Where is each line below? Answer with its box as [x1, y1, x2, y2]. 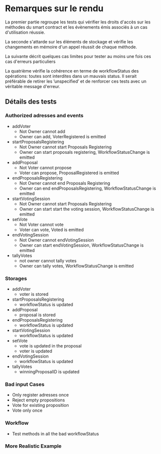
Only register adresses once [12, 392, 69, 398]
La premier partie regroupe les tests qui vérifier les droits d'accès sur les [5, 19, 151, 25]
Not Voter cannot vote [19, 221, 64, 227]
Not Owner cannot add [19, 128, 66, 134]
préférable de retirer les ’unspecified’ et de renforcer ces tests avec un [5, 78, 147, 84]
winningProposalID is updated [19, 368, 80, 375]
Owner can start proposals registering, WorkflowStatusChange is [19, 149, 150, 155]
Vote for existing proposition [12, 402, 69, 408]
